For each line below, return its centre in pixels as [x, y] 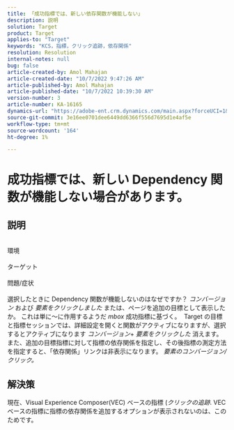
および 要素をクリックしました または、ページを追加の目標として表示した [120, 308]
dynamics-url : [28, 111]
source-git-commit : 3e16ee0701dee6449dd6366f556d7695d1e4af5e [99, 117]
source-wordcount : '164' [43, 131]
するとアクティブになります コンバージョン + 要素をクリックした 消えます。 [115, 334]
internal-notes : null [39, 59]
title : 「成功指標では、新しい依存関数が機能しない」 [75, 14]
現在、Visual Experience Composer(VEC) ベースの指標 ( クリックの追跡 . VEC [117, 403]
